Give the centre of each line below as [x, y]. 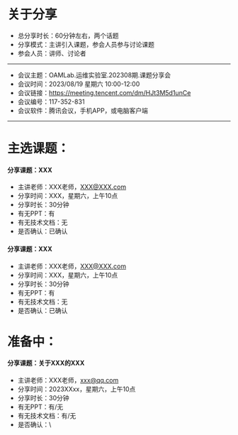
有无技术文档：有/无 [47, 415]
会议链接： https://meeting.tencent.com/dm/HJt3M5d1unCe [104, 92]
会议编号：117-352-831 [51, 101]
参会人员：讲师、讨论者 [52, 53]
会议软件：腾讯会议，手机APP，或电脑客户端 [83, 110]
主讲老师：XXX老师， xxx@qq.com [68, 380]
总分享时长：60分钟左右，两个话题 [68, 35]
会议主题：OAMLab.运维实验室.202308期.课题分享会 [94, 75]
